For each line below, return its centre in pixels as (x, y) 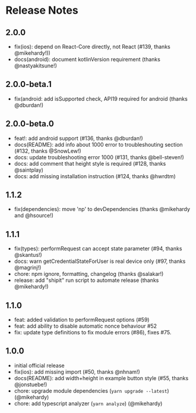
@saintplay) (29, 170)
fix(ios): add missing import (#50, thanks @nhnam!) (77, 372)
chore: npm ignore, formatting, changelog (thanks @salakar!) (89, 274)
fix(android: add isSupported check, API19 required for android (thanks (101, 98)
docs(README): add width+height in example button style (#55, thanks (101, 378)
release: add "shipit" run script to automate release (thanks (86, 280)
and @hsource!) (34, 216)
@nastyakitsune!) (36, 66)
